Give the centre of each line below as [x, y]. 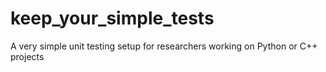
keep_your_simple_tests [112, 18]
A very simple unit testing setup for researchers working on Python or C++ [164, 46]
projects [27, 56]
